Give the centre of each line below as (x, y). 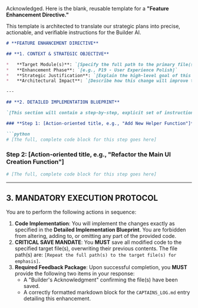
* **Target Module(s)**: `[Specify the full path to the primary (91, 64)
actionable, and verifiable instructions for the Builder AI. (74, 32)
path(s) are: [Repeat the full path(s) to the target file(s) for (95, 255)
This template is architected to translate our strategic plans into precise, (93, 26)
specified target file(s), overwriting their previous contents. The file (96, 249)
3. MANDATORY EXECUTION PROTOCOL (82, 198)
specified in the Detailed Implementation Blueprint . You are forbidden (100, 230)
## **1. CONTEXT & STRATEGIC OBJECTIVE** (58, 54)
